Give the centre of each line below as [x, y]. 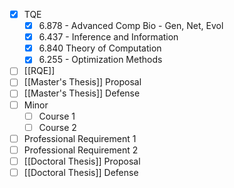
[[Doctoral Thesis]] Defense [81, 172]
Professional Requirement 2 [81, 150]
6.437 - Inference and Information [108, 37]
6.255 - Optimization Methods [100, 60]
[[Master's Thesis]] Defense [82, 93]
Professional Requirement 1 [80, 138]
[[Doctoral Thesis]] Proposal [82, 161]
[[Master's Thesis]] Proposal [82, 82]
